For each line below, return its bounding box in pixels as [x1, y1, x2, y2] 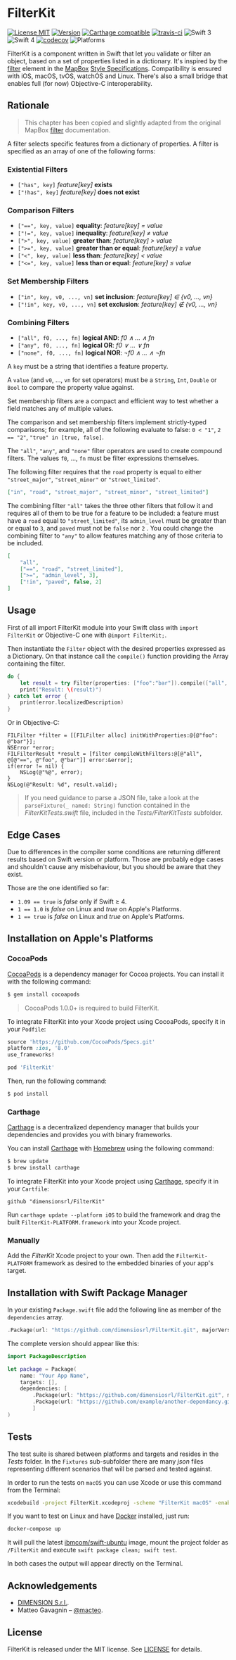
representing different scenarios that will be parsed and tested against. [7, 1464, 213, 1473]
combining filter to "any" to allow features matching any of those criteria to [7, 531, 223, 540]
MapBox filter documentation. [24, 125, 111, 134]
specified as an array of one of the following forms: [7, 146, 156, 156]
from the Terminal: [7, 1485, 61, 1494]
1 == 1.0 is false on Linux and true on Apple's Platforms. [17, 904, 181, 913]
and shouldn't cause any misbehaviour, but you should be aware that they [7, 862, 221, 870]
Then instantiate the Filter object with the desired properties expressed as [7, 644, 226, 652]
